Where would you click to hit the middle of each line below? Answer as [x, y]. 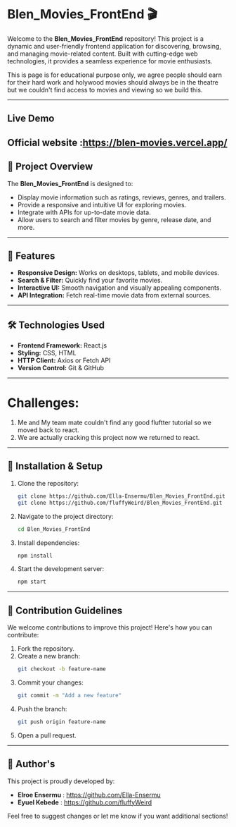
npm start [32, 582]
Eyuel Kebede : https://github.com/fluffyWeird [85, 802]
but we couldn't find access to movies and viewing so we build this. [105, 90]
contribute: [23, 635]
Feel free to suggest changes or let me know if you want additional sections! [118, 816]
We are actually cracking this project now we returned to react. [109, 438]
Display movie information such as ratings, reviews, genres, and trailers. [122, 197]
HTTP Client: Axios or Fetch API [64, 360]
